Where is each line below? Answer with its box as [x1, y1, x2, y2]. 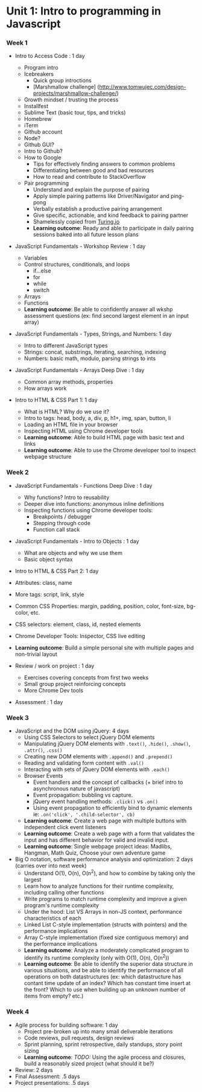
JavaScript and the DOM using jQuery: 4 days [14, 727, 130, 735]
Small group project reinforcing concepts [24, 680, 126, 687]
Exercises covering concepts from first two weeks [24, 674, 149, 681]
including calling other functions [24, 888, 104, 896]
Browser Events [24, 772, 63, 780]
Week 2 [6, 468, 29, 477]
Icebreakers [24, 71, 54, 78]
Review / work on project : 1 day [14, 662, 95, 669]
